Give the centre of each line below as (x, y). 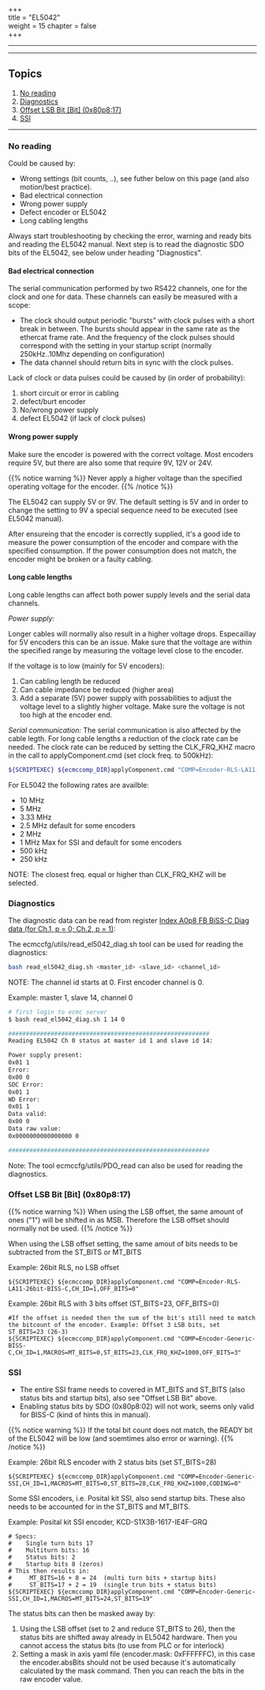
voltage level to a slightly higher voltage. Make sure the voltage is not (132, 706)
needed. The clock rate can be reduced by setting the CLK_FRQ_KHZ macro (132, 747)
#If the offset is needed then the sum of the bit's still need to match (132, 1318)
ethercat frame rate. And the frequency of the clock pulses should (127, 338)
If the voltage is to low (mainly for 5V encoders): (86, 666)
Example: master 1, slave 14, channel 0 (71, 997)
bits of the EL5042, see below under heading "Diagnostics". (105, 253)
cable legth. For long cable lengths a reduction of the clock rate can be (123, 738)
